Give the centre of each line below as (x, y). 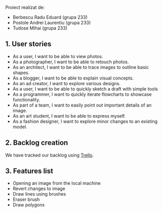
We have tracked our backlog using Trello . (50, 155)
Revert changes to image (39, 189)
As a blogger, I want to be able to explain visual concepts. (73, 78)
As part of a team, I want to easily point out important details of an (82, 105)
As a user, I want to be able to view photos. (58, 56)
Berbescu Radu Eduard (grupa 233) (50, 17)
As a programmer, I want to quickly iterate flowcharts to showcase (82, 94)
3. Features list (29, 171)
